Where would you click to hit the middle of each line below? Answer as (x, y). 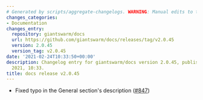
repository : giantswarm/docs (48, 34)
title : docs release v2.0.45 (43, 73)
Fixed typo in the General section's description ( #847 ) (82, 90)
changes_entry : (25, 29)
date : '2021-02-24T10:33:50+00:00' (51, 57)
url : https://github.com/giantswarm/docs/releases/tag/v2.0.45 (93, 40)
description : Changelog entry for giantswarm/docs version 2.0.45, (93, 62)
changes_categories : (32, 17)
